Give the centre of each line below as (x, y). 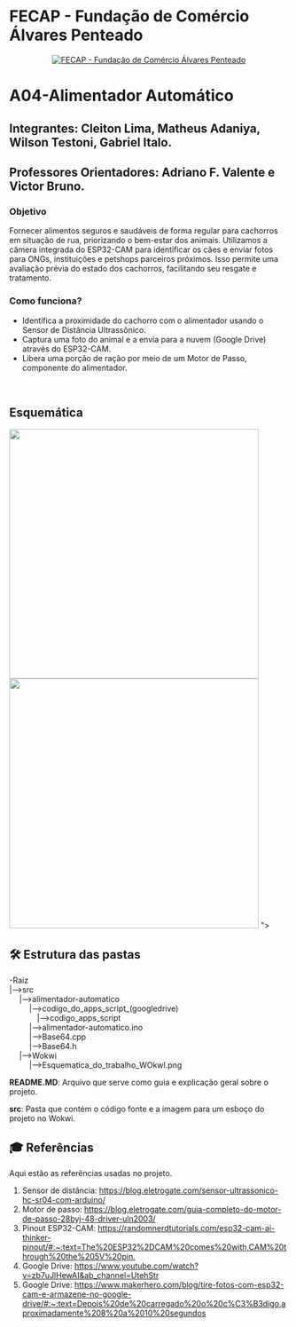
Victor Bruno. (47, 186)
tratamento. (30, 278)
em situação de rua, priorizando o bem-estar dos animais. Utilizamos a (138, 241)
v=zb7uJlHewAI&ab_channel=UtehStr (90, 1275)
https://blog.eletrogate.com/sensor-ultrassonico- (189, 1190)
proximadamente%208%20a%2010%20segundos (114, 1313)
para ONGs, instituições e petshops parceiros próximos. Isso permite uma (144, 259)
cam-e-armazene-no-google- (77, 1294)
